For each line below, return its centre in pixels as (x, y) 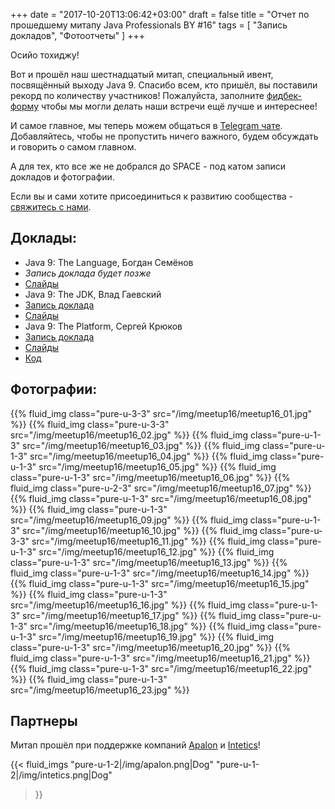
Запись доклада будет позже (88, 273)
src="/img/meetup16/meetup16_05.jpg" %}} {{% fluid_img (157, 466)
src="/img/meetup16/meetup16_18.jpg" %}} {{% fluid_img (147, 626)
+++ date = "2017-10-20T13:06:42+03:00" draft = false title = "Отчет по (160, 14)
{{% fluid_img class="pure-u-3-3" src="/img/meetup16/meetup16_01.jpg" (161, 413)
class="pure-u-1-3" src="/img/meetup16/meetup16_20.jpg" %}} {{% (151, 647)
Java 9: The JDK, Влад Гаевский (93, 294)
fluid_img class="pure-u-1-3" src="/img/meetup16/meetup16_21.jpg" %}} (160, 658)
